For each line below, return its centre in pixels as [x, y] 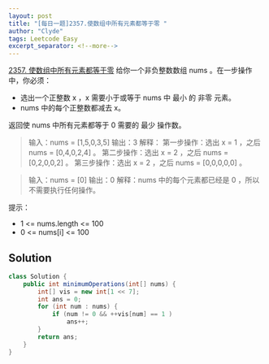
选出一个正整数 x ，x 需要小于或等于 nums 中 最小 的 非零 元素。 [128, 97]
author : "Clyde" [36, 31]
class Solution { [38, 276]
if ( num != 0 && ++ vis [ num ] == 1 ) [112, 314]
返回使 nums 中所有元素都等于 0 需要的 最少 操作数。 [97, 125]
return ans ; [58, 337]
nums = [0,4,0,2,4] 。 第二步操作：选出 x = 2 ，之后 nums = [128, 153]
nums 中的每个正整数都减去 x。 [73, 108]
